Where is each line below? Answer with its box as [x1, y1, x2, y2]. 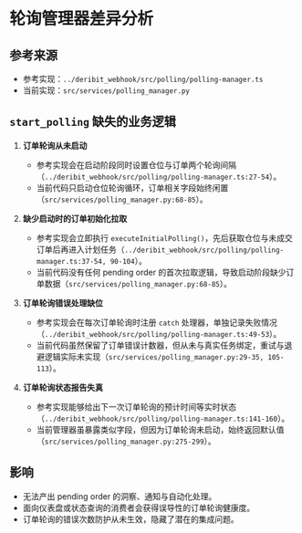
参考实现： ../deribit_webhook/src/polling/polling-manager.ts [22, 74, 264, 84]
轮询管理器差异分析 [9, 8, 154, 29]
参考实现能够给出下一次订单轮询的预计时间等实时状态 [36, 401, 237, 412]
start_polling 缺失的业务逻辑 [9, 114, 176, 130]
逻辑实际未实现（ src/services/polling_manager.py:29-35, [44, 350, 265, 361]
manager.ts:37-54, [36, 256, 107, 266]
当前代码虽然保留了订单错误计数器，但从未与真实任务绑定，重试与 [36, 340, 285, 350]
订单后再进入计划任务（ [36, 244, 125, 255]
